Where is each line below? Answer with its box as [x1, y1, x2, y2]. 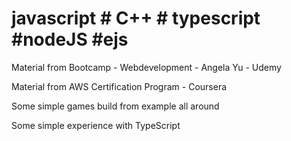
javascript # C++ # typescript [11, 7, 261, 30]
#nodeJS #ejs [11, 28, 129, 51]
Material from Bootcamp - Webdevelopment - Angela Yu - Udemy [11, 61, 282, 73]
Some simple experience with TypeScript [11, 119, 181, 131]
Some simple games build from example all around [11, 100, 220, 112]
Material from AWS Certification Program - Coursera [11, 80, 228, 92]
